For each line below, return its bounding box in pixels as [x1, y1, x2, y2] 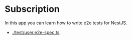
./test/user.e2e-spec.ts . [12, 29, 61, 35]
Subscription [5, 3, 60, 15]
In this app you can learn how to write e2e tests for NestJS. [5, 20, 127, 26]
